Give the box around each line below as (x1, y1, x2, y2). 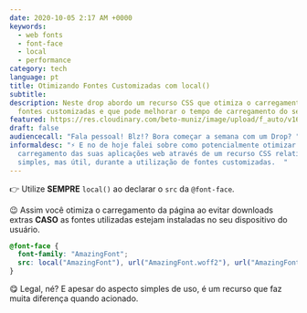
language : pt (9, 73, 59, 82)
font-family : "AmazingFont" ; (17, 250, 129, 259)
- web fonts (17, 30, 64, 39)
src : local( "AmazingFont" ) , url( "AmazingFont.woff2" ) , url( (17, 258, 251, 267)
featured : (9, 115, 48, 124)
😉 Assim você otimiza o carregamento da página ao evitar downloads (9, 204, 274, 215)
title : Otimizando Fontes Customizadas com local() (9, 81, 210, 90)
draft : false (9, 124, 59, 133)
